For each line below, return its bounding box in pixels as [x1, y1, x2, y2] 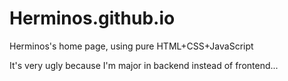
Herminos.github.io [9, 7, 176, 30]
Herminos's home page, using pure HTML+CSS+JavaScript [9, 40, 254, 52]
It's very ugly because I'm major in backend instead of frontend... [9, 59, 279, 71]
